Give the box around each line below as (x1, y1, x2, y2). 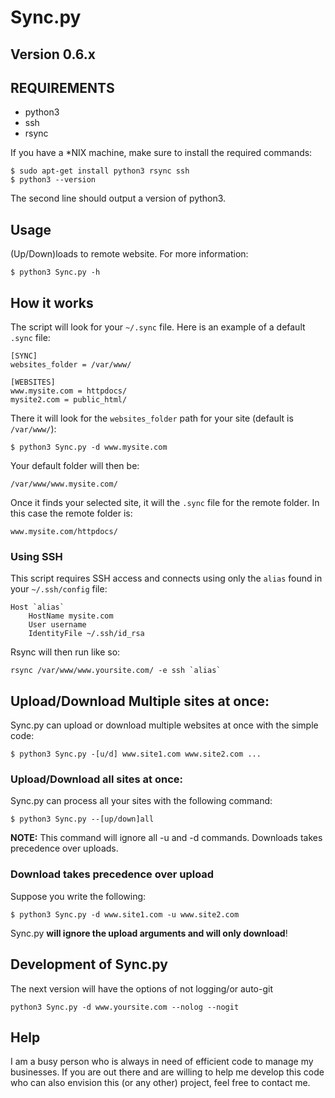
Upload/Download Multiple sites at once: (10, 692, 270, 710)
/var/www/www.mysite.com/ (10, 479, 118, 490)
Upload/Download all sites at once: (10, 772, 183, 786)
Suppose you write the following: (10, 890, 147, 902)
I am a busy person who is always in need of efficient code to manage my (10, 1056, 314, 1068)
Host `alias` (10, 602, 65, 613)
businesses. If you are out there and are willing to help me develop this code (10, 1066, 325, 1078)
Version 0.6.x (10, 46, 96, 63)
